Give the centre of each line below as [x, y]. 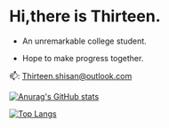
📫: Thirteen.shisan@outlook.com [71, 76]
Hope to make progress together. [83, 58]
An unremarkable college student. [84, 41]
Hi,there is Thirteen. [85, 16]
